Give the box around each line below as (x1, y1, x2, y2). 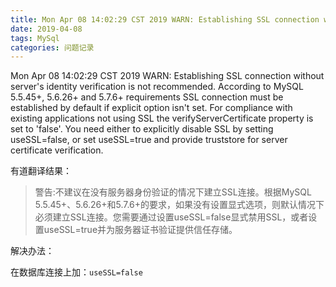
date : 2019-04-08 (10, 24, 83, 34)
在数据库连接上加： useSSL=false (10, 266, 143, 278)
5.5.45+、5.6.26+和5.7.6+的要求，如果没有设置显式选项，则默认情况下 (34, 199, 325, 211)
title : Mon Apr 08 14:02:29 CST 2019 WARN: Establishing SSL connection (10, 14, 320, 25)
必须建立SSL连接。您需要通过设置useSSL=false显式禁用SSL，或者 (34, 211, 309, 223)
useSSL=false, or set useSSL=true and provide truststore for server (10, 134, 288, 146)
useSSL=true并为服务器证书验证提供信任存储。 (43, 224, 238, 236)
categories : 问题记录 (10, 42, 95, 53)
